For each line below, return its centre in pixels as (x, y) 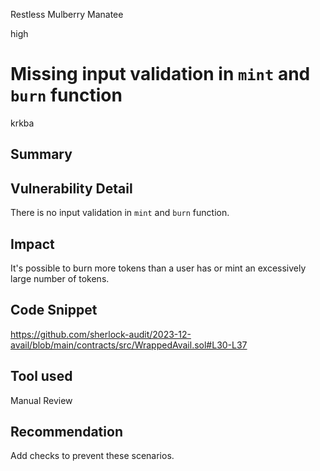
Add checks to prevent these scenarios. (92, 456)
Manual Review (41, 400)
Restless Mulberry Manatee (67, 14)
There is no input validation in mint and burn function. (120, 213)
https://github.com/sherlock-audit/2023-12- (101, 334)
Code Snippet (54, 310)
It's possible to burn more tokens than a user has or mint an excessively (158, 268)
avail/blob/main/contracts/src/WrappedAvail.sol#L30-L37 (129, 345)
